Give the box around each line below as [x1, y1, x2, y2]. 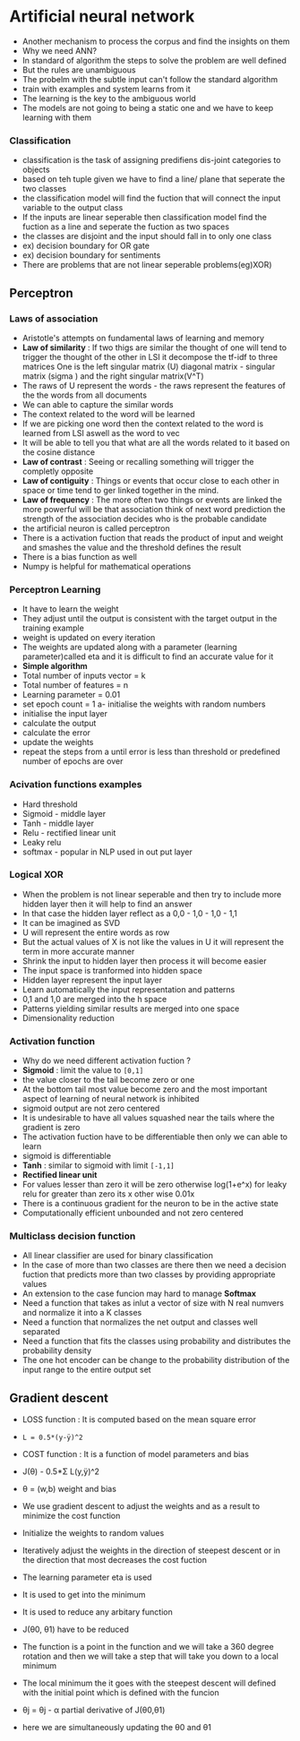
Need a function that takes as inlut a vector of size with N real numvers [21, 1298, 285, 1308]
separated [21, 1326, 61, 1337]
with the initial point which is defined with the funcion [21, 1687, 219, 1698]
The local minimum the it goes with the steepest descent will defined [21, 1677, 277, 1689]
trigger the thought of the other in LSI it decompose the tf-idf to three [21, 351, 279, 362]
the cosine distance [21, 446, 96, 458]
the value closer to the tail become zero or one [21, 1075, 195, 1085]
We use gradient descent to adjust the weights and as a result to [21, 1501, 261, 1512]
